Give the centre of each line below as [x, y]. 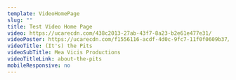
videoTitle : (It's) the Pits [50, 46]
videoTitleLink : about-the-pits [54, 59]
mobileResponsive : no [39, 65]
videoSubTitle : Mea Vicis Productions [64, 53]
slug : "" [20, 20]
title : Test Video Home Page [50, 26]
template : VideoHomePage [44, 14]
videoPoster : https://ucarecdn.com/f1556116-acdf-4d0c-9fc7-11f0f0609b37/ [119, 40]
